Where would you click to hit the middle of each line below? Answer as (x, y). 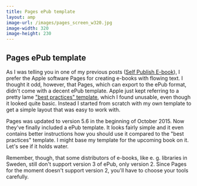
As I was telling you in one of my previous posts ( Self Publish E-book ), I (93, 72)
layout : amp (21, 17)
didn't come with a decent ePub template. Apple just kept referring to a (93, 91)
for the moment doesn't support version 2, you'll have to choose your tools (97, 170)
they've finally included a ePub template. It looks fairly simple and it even (95, 127)
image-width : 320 (28, 28)
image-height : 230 (29, 34)
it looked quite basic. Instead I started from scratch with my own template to (99, 103)
